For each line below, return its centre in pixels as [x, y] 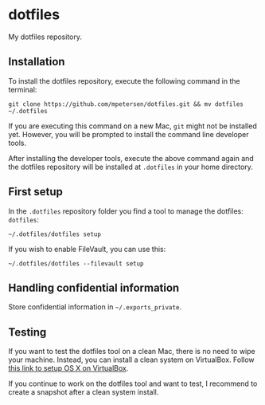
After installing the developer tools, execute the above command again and [131, 158]
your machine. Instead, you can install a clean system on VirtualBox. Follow [131, 360]
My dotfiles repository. [45, 37]
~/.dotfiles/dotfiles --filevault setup [76, 263]
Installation [37, 62]
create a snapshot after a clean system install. [84, 392]
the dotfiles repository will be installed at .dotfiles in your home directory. [131, 167]
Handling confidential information [94, 287]
